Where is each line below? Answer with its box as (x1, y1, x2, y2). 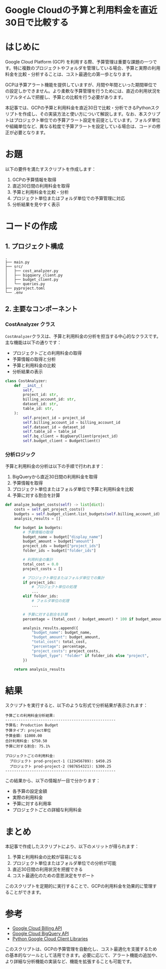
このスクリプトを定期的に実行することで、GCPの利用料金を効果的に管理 (5, 883, 153, 889)
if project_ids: (23, 580, 56, 585)
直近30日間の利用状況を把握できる (12, 866, 83, 872)
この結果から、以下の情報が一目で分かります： (5, 777, 100, 784)
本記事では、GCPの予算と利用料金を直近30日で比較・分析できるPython (5, 105, 151, 111)
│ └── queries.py (5, 281, 45, 287)
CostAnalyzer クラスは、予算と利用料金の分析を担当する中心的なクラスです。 (5, 333, 161, 339)
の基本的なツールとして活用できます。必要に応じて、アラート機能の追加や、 (5, 952, 161, 958)
